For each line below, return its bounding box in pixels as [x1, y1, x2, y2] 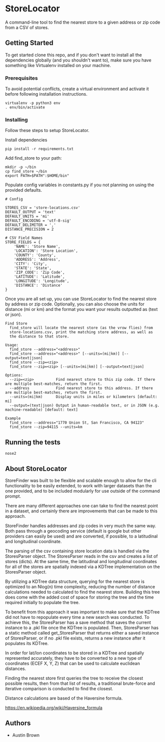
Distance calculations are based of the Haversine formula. [5, 695, 123, 701]
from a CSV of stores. [5, 24, 49, 30]
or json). [5, 311, 22, 318]
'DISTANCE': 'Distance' [14, 283, 63, 288]
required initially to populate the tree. [5, 599, 80, 605]
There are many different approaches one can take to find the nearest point [5, 503, 159, 508]
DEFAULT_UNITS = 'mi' [5, 214, 50, 219]
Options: [5, 373, 23, 378]
